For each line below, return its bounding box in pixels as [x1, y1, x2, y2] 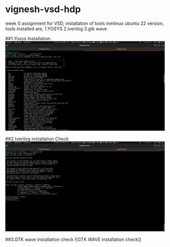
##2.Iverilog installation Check [5, 136, 69, 142]
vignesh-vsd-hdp [5, 4, 81, 15]
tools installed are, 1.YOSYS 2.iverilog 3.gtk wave [5, 25, 107, 31]
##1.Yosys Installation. [5, 35, 52, 42]
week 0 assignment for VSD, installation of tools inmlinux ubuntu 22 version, [5, 20, 164, 26]
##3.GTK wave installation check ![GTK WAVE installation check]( [5, 236, 142, 242]
